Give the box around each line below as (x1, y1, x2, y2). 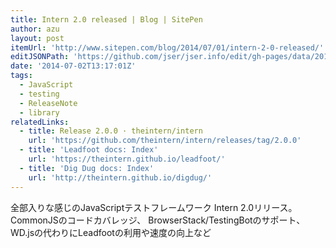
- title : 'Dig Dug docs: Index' (19, 163, 155, 173)
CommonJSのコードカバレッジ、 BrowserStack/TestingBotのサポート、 (10, 214, 306, 226)
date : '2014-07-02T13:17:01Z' (10, 61, 137, 71)
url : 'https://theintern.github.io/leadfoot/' (28, 154, 226, 164)
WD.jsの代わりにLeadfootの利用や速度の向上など (10, 226, 212, 238)
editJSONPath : (10, 52, 70, 62)
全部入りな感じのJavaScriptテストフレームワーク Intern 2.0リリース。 (10, 201, 298, 213)
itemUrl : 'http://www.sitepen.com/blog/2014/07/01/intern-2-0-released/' (10, 42, 325, 53)
